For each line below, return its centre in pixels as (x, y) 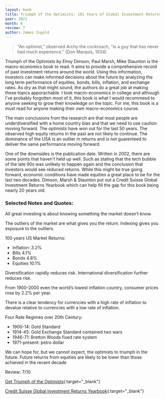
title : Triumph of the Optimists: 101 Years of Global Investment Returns (83, 14)
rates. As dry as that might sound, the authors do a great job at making (77, 87)
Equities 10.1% (27, 264)
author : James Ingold (27, 33)
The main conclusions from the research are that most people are (71, 118)
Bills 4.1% (22, 253)
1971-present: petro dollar (38, 342)
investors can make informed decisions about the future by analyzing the (79, 77)
